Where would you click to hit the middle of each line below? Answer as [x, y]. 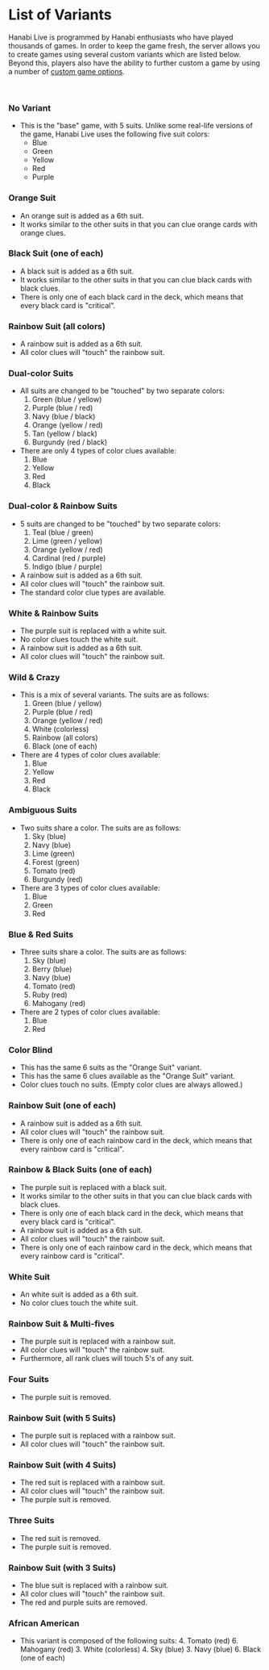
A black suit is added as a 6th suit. [77, 271]
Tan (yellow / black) [65, 434]
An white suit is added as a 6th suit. [79, 1294]
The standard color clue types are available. [93, 592]
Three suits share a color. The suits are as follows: [103, 952]
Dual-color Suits [41, 374]
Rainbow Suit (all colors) [57, 326]
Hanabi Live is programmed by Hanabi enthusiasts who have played [121, 37]
